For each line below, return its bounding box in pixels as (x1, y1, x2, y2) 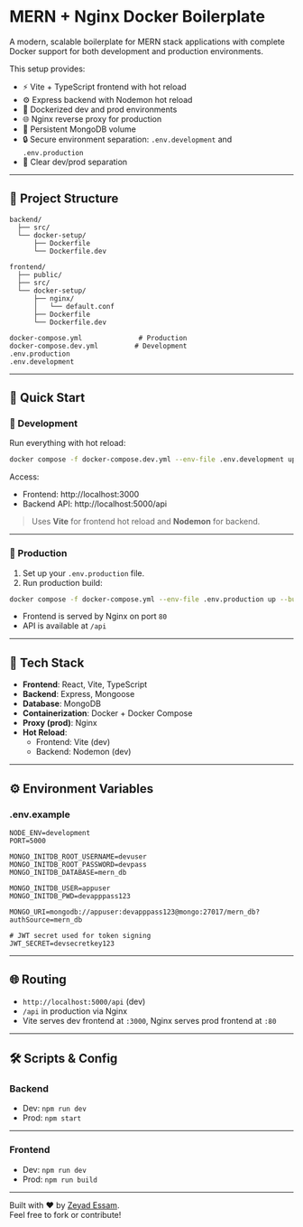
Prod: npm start (22, 1112, 82, 1123)
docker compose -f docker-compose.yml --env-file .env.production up (9, 594, 277, 604)
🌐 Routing (9, 972, 67, 988)
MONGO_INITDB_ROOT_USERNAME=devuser (9, 851, 147, 861)
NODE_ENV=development (9, 828, 91, 837)
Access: (9, 471, 40, 482)
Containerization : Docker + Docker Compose (22, 708, 193, 719)
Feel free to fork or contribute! (9, 1209, 122, 1220)
